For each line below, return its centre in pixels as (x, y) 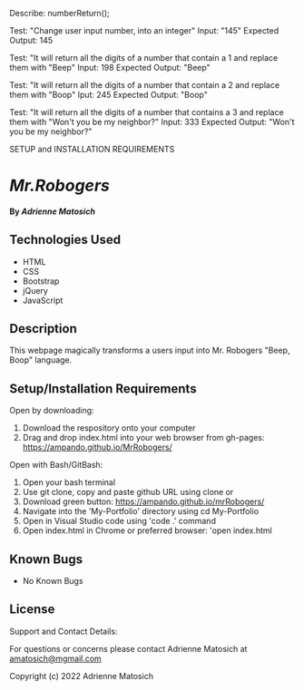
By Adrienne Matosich (52, 211)
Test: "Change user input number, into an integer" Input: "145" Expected (144, 30)
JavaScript (43, 300)
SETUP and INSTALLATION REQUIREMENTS (92, 149)
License (32, 610)
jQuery (35, 290)
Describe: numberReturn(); (60, 13)
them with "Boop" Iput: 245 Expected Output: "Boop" (109, 95)
